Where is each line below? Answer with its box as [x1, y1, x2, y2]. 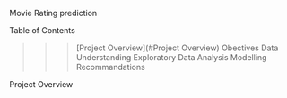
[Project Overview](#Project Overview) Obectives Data [75, 42, 279, 53]
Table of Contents [9, 25, 76, 35]
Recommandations [75, 62, 145, 72]
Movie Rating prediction [9, 8, 98, 18]
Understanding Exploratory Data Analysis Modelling [75, 52, 267, 62]
